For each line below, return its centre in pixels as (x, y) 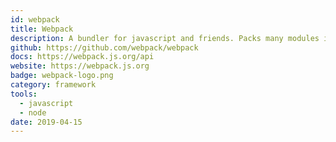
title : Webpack (42, 29)
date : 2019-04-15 (46, 122)
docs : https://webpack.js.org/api (82, 57)
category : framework (53, 85)
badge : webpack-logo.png (62, 76)
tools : (24, 94)
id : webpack (35, 19)
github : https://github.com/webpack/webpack (104, 47)
